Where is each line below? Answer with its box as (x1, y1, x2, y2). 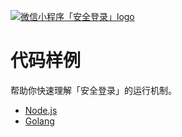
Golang (24, 115, 55, 127)
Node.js (24, 104, 58, 116)
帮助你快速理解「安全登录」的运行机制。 (10, 84, 177, 96)
